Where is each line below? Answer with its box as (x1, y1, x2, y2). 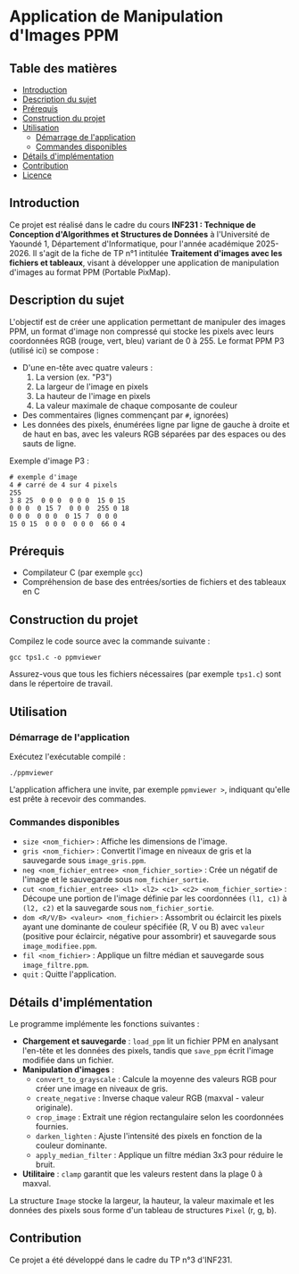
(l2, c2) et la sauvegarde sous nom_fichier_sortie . (21, 903, 214, 913)
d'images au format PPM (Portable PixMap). (9, 266, 171, 278)
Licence (21, 170, 52, 180)
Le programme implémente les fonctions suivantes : (9, 1019, 200, 1029)
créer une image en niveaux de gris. (35, 1083, 169, 1095)
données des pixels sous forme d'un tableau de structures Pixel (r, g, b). (9, 1205, 277, 1216)
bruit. (35, 1159, 55, 1170)
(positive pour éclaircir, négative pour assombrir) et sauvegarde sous (21, 931, 277, 942)
